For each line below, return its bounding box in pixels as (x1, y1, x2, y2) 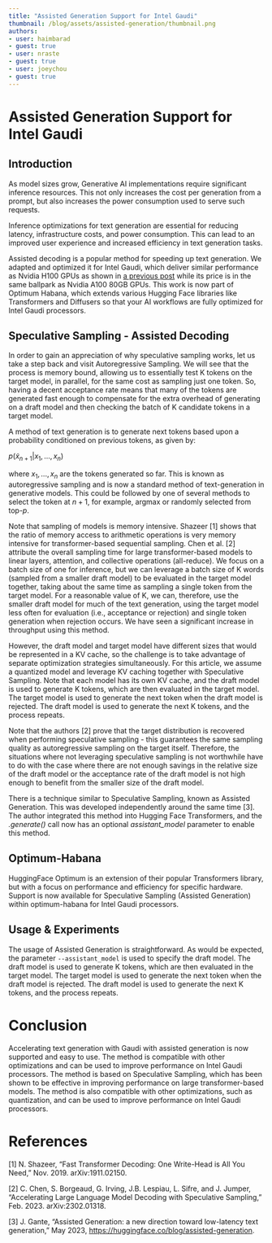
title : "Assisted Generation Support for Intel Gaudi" (8, 11, 198, 20)
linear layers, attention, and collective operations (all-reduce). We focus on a (8, 556, 265, 566)
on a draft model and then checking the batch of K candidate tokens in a (8, 402, 250, 412)
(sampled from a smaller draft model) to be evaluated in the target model (8, 573, 252, 583)
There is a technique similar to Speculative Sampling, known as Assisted (8, 794, 250, 803)
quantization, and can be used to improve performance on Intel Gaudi (8, 1095, 241, 1105)
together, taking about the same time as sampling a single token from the (8, 582, 253, 592)
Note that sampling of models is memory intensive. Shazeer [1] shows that (8, 522, 257, 532)
